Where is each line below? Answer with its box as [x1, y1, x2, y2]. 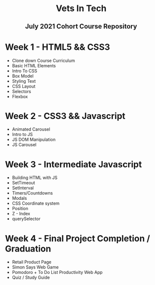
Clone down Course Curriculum [12, 58, 75, 63]
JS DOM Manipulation [12, 136, 56, 143]
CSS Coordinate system [12, 200, 60, 206]
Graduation [5, 243, 52, 254]
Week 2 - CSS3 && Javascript [5, 110, 126, 121]
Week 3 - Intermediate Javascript [5, 159, 142, 170]
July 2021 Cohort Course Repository [25, 22, 138, 30]
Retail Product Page [12, 259, 52, 265]
